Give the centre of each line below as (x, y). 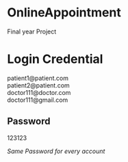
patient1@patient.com (38, 78)
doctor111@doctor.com (39, 92)
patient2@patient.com (38, 85)
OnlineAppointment (64, 13)
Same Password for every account (56, 151)
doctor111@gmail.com (38, 100)
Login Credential (55, 59)
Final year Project (32, 31)
